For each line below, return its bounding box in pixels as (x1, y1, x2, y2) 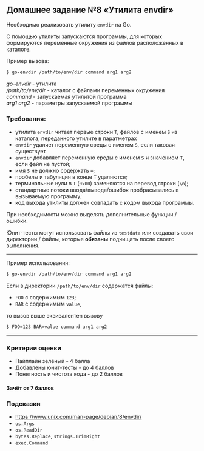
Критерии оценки (6, 344, 62, 352)
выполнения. (6, 242, 40, 249)
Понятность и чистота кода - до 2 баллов (15, 370, 123, 378)
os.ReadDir (15, 427, 43, 433)
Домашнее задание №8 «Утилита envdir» (6, 5, 174, 15)
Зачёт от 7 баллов (6, 384, 55, 392)
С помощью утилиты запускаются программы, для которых (6, 33, 163, 40)
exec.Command (15, 439, 49, 446)
